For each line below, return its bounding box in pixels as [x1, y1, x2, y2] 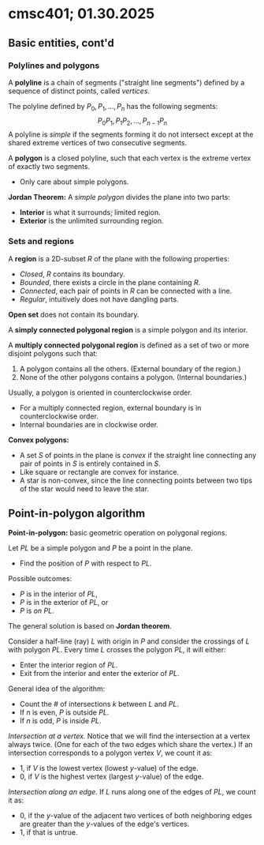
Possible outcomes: [8, 573, 73, 583]
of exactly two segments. [8, 162, 91, 171]
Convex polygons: [8, 435, 69, 445]
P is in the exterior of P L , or [19, 597, 109, 607]
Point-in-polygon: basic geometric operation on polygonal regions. [8, 528, 228, 537]
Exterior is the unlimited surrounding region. [19, 216, 164, 226]
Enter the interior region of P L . [19, 660, 118, 670]
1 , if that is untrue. [19, 827, 78, 837]
